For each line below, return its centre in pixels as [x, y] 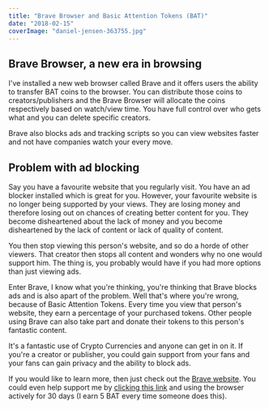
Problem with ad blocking [74, 167]
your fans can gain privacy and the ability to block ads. [100, 363]
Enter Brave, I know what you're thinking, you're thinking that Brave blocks [133, 287]
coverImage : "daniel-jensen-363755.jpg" [78, 31]
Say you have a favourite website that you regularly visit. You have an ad [129, 187]
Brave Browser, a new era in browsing [105, 64]
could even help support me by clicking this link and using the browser [126, 387]
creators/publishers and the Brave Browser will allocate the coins [117, 100]
